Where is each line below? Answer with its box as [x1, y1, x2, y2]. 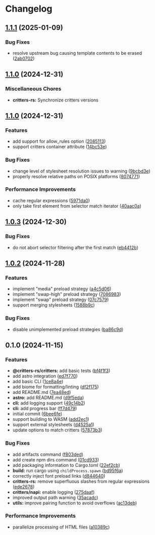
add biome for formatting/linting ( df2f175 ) [12, 384, 99, 390]
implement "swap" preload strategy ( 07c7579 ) [12, 296, 109, 303]
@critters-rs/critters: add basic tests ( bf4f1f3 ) [12, 367, 111, 374]
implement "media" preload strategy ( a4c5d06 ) [12, 286, 112, 292]
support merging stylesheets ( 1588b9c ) [12, 302, 95, 308]
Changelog [5, 3, 53, 15]
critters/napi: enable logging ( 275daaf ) [12, 489, 95, 495]
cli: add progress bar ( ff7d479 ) [12, 406, 77, 412]
